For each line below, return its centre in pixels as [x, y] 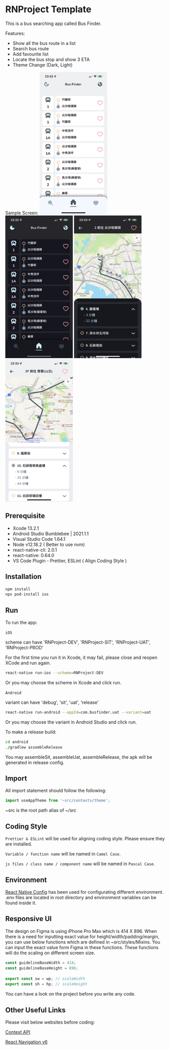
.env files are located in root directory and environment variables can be [81, 897]
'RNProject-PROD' [24, 648]
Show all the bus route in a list [44, 43]
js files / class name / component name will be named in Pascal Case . [80, 864]
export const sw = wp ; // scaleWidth [45, 979]
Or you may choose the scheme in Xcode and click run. [63, 683]
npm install [18, 589]
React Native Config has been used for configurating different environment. [84, 892]
